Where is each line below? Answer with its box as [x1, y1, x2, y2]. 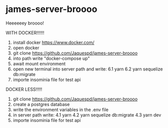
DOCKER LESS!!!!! [5, 86, 42, 92]
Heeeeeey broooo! [5, 20, 44, 26]
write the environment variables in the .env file [12, 106, 109, 112]
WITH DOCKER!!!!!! [5, 29, 44, 35]
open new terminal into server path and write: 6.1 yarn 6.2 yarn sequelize [12, 66, 163, 72]
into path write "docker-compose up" [12, 55, 90, 61]
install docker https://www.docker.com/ [12, 39, 94, 45]
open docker [12, 44, 39, 50]
